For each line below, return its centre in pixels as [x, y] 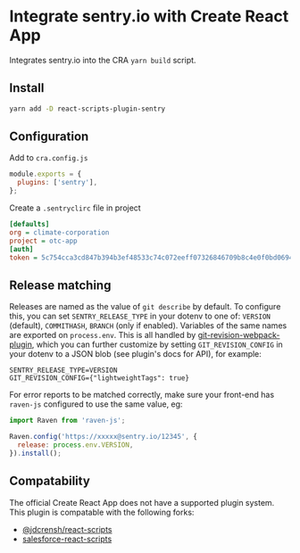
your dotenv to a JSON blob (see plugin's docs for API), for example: [135, 354]
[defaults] [29, 225]
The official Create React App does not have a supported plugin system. [142, 502]
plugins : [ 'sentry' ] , [58, 183]
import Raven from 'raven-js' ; [67, 421]
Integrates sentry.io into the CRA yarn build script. [103, 60]
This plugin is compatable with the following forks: [102, 512]
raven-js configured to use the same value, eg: [96, 404]
